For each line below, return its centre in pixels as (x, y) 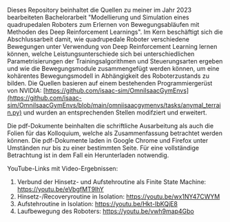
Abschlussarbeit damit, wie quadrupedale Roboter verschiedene (98, 39)
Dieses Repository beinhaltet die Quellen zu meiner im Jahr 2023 (99, 10)
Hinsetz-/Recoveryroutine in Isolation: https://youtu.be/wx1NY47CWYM (118, 196)
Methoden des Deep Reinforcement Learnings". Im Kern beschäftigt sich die (115, 32)
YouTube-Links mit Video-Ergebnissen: (63, 169)
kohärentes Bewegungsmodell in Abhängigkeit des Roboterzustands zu (108, 76)
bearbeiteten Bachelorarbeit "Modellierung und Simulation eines (98, 17)
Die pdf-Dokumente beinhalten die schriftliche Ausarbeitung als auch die (111, 126)
